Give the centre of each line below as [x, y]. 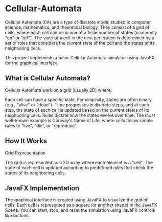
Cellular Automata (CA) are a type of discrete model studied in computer [78, 22]
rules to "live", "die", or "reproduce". [41, 125]
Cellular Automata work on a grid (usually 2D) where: [58, 90]
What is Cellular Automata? [48, 78]
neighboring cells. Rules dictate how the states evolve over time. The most [80, 115]
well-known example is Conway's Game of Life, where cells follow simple [79, 120]
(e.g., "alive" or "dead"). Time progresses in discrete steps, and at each [77, 105]
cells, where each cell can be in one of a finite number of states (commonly [81, 32]
